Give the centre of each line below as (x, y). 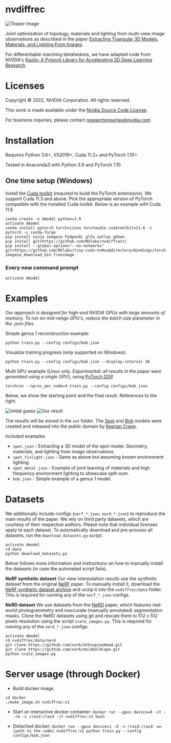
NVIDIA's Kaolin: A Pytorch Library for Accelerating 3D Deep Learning (79, 59)
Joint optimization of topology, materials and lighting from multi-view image (85, 33)
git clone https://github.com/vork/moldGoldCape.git (63, 649)
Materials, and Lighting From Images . (44, 44)
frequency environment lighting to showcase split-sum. (71, 473)
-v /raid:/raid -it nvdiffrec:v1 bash (63, 716)
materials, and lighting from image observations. (64, 451)
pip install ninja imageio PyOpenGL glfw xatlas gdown (65, 237)
